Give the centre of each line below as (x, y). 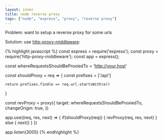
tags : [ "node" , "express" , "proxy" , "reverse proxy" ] (61, 19)
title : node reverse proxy (32, 14)
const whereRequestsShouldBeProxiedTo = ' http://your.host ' (66, 66)
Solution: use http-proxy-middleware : (43, 42)
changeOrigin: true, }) (27, 108)
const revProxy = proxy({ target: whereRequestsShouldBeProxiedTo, (74, 103)
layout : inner (20, 10)
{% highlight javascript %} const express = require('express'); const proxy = (82, 51)
